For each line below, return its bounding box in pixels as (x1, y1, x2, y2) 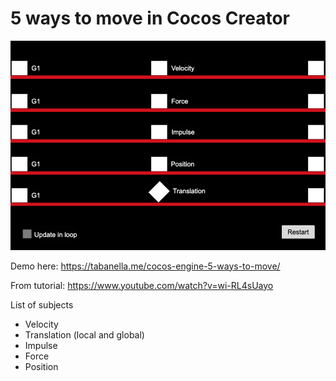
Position (24, 360, 59, 372)
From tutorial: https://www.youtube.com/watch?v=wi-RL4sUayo (10, 279, 274, 291)
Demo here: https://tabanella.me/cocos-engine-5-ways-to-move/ (10, 260, 281, 272)
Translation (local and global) (24, 328, 145, 341)
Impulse (24, 339, 58, 351)
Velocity (24, 318, 59, 330)
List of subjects (10, 298, 74, 311)
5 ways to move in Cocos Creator (10, 7, 291, 30)
